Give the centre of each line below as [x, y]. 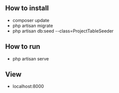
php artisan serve [31, 58]
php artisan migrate [33, 25]
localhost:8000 [28, 86]
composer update [31, 20]
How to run [23, 47]
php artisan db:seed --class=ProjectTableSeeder [63, 31]
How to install [27, 8]
